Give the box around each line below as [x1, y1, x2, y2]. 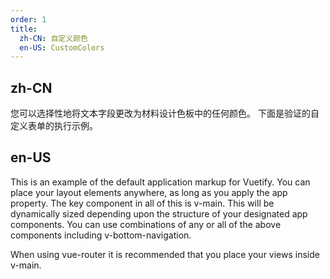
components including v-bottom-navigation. [10, 229, 192, 241]
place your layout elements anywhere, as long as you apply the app [10, 186, 288, 198]
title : [10, 24, 38, 34]
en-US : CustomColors [19, 42, 105, 53]
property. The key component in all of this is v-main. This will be [10, 197, 275, 209]
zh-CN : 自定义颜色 [19, 33, 88, 43]
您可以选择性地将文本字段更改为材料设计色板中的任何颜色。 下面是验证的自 [10, 107, 320, 120]
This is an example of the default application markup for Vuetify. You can [10, 176, 311, 188]
